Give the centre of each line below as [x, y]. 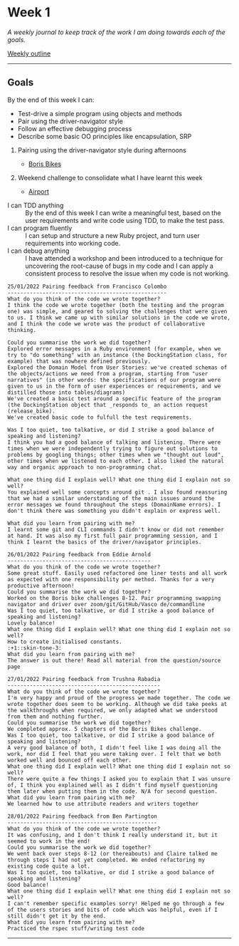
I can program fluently [40, 228]
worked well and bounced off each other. [70, 760]
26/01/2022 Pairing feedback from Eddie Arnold [79, 554]
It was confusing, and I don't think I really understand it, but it [113, 835]
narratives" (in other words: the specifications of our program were [114, 380]
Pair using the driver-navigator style [70, 121]
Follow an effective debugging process [75, 128]
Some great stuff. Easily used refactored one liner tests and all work [117, 573]
